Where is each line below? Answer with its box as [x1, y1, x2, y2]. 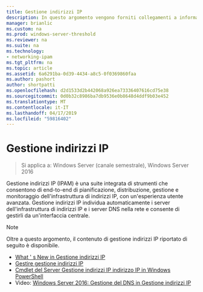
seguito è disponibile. [6, 242, 60, 249]
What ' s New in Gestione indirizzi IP [14, 253, 106, 261]
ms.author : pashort [6, 76, 56, 82]
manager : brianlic [6, 20, 53, 26]
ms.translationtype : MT [6, 99, 66, 105]
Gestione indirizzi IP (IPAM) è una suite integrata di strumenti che [6, 180, 168, 187]
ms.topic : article [6, 65, 53, 71]
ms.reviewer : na [6, 37, 47, 43]
